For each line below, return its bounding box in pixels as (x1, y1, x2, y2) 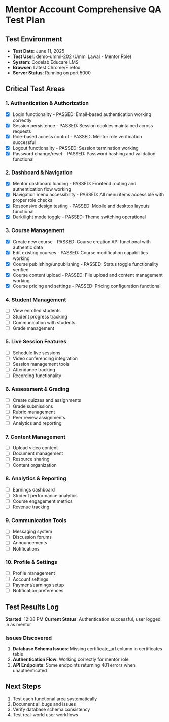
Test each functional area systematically (12, 696, 97, 702)
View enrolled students (12, 308, 61, 314)
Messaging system (12, 528, 52, 535)
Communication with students (12, 319, 76, 325)
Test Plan (5, 14, 46, 26)
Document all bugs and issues (12, 701, 76, 707)
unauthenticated (12, 668, 47, 674)
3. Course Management (5, 227, 65, 234)
